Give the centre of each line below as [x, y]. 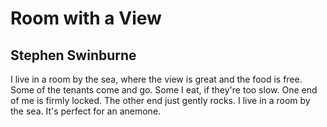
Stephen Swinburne [73, 55]
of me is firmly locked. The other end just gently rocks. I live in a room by [160, 100]
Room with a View [86, 18]
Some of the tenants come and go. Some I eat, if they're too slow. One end [164, 90]
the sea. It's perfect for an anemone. [86, 111]
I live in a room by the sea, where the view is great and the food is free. [156, 79]
